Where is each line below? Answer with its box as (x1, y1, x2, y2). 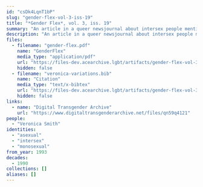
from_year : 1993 (6, 149, 47, 155)
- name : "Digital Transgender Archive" (11, 104, 112, 110)
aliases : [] (6, 171, 36, 178)
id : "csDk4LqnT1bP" (6, 8, 56, 15)
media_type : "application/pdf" (17, 54, 96, 60)
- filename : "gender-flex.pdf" (11, 43, 91, 49)
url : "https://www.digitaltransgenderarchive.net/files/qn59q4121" (17, 110, 190, 116)
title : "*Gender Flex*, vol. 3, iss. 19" (6, 20, 112, 26)
